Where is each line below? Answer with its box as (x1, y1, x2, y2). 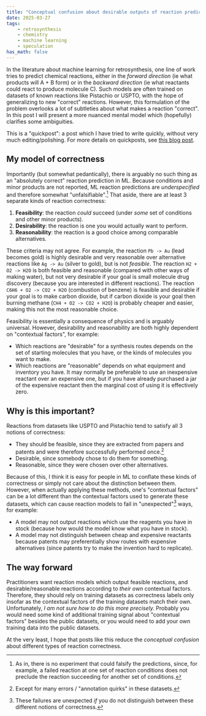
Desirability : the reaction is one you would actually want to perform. (15, 222, 188, 230)
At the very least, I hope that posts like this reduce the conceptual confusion (6, 636, 199, 644)
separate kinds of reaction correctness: (6, 197, 106, 205)
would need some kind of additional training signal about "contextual (6, 611, 180, 619)
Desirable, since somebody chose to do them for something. (15, 454, 169, 462)
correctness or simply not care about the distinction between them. (6, 479, 177, 487)
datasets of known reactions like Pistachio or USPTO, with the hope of (6, 91, 184, 99)
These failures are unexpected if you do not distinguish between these (15, 697, 194, 704)
